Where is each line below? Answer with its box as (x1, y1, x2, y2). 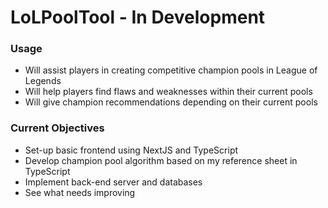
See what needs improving (24, 186, 136, 198)
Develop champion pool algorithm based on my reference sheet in (24, 154, 298, 166)
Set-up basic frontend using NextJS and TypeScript (24, 144, 239, 156)
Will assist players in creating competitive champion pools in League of (24, 64, 318, 76)
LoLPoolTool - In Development (10, 6, 266, 29)
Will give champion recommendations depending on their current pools (24, 96, 318, 108)
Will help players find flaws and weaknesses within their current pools (24, 86, 313, 98)
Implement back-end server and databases (24, 176, 203, 188)
